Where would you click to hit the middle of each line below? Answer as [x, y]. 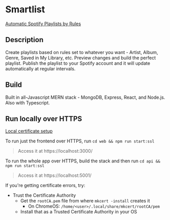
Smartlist [25, 10]
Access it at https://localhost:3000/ [55, 151]
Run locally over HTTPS [44, 118]
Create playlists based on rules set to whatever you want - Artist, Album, [82, 52]
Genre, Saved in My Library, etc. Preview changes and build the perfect [81, 58]
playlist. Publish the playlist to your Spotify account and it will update [78, 63]
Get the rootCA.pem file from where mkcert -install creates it [85, 201]
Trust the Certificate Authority [44, 195]
